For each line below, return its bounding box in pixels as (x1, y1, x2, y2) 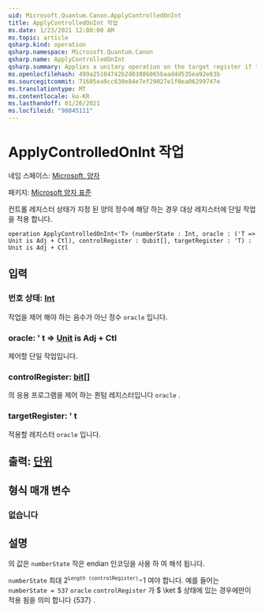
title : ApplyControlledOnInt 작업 (8, 19, 118, 27)
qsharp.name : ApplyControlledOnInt (8, 56, 125, 64)
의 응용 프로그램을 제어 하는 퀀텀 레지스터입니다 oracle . (8, 390, 181, 400)
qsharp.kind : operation (8, 41, 87, 49)
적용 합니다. (16, 214, 53, 223)
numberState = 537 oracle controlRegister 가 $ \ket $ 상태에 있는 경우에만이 (8, 585, 252, 595)
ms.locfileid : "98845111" (8, 107, 93, 115)
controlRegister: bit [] (8, 371, 91, 382)
